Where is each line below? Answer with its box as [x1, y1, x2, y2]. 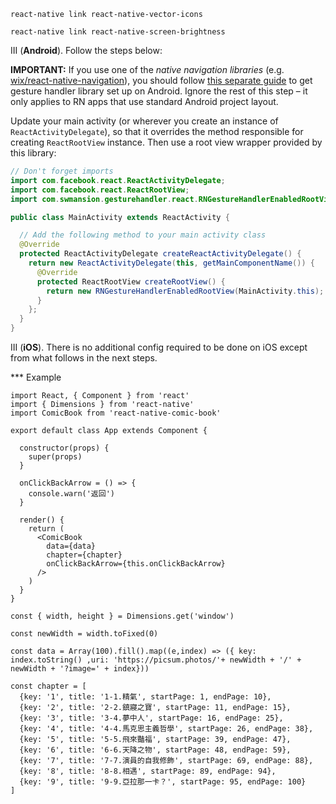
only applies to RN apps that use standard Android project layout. [10, 96, 279, 107]
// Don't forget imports [10, 166, 114, 176]
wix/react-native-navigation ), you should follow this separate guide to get [10, 75, 313, 86]
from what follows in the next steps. [10, 352, 158, 364]
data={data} [46, 541, 97, 551]
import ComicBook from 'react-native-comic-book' [10, 408, 222, 418]
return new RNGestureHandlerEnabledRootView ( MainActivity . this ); [46, 286, 325, 296]
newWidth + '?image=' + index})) [10, 664, 150, 674]
